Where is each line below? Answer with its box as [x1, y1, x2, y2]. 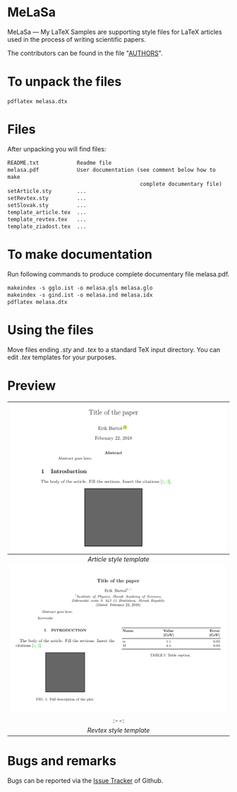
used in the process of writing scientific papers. [7, 35, 147, 43]
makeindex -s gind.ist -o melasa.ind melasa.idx [7, 291, 153, 298]
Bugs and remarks [7, 752, 116, 769]
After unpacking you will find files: [7, 144, 107, 153]
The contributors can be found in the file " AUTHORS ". [7, 49, 164, 57]
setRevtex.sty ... [7, 194, 87, 202]
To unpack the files [7, 74, 122, 90]
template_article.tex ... [7, 209, 87, 216]
